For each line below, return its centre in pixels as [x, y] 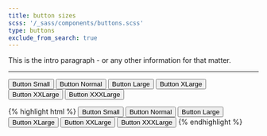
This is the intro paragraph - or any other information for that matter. [120, 60]
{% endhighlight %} [211, 122]
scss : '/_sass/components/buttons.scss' [76, 23]
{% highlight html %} [43, 111]
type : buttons [32, 30]
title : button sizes [43, 16]
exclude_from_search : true [53, 38]
